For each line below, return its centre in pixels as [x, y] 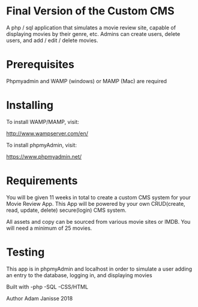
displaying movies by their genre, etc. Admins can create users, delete [93, 34]
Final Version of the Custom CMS [91, 11]
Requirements [42, 181]
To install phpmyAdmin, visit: [41, 145]
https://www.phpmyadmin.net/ [44, 156]
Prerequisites [40, 65]
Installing [30, 105]
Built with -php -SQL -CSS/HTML [47, 287]
